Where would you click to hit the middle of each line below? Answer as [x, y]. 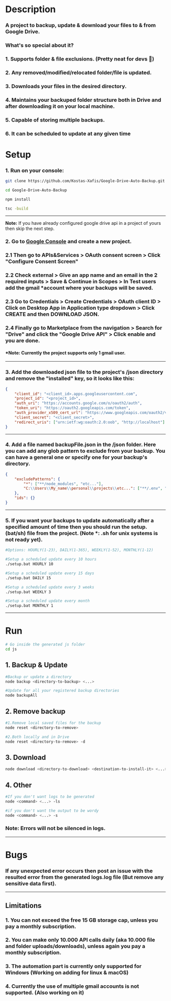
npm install [18, 199]
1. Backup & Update [36, 665]
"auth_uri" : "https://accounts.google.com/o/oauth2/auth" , [78, 403]
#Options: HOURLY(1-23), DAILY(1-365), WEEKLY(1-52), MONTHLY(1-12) [79, 550]
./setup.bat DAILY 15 [28, 578]
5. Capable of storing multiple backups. [55, 120]
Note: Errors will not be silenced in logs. [55, 829]
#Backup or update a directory [38, 677]
